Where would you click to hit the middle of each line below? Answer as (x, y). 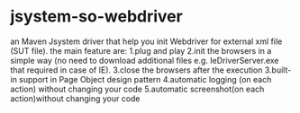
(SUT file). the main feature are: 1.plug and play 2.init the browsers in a (141, 50)
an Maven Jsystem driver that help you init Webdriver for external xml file (146, 41)
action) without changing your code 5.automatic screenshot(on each (137, 89)
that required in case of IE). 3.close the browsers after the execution (136, 70)
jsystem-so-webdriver (96, 17)
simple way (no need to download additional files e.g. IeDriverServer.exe (145, 60)
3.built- (278, 70)
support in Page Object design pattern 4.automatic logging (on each (145, 79)
